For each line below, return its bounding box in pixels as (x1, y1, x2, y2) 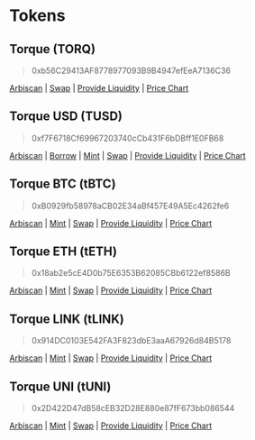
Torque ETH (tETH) (9, 244, 117, 260)
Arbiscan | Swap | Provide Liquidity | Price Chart (9, 83, 189, 93)
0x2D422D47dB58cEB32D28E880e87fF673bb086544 (31, 403, 235, 414)
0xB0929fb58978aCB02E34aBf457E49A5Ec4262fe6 (31, 200, 230, 211)
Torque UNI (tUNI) (9, 379, 112, 394)
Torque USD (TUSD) (9, 109, 123, 124)
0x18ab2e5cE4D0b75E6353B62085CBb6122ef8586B (31, 268, 232, 279)
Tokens (9, 5, 66, 26)
